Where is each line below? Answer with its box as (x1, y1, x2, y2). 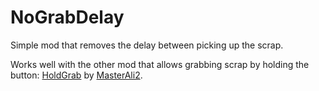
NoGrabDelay (10, 6, 125, 29)
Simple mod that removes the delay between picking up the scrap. (10, 39, 284, 51)
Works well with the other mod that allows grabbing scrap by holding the (10, 58, 310, 70)
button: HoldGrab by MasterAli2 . (10, 69, 143, 81)
